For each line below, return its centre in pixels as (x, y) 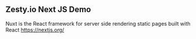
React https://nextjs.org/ (35, 30)
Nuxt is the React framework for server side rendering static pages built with (98, 23)
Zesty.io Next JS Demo (48, 10)
